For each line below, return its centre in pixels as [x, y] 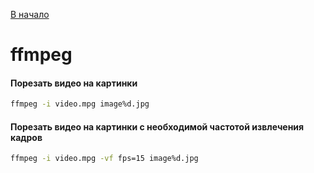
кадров [26, 137]
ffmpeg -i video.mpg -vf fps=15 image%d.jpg [104, 159]
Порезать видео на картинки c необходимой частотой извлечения [157, 126]
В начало [30, 14]
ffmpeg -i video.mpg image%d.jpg [80, 104]
